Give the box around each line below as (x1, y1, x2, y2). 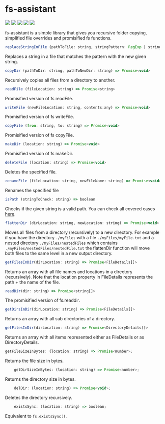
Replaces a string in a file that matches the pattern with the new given (5, 53, 146, 59)
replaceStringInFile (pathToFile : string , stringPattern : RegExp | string (5, 44, 162, 50)
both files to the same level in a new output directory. (5, 250, 113, 256)
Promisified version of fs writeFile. (5, 114, 75, 120)
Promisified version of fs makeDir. (5, 151, 74, 157)
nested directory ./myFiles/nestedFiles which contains (5, 240, 118, 246)
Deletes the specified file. (5, 169, 57, 175)
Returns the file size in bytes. (5, 358, 64, 364)
